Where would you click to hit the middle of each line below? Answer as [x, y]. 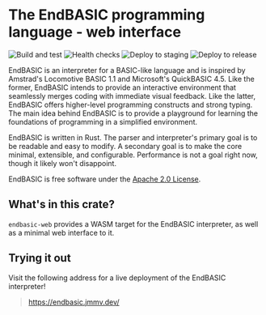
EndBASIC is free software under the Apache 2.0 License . [105, 179]
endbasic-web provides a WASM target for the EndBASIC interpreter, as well [133, 223]
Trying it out [40, 258]
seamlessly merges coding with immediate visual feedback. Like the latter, [132, 96]
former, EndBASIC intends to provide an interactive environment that [122, 87]
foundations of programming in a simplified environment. [103, 121]
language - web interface [95, 32]
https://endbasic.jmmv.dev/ [74, 302]
